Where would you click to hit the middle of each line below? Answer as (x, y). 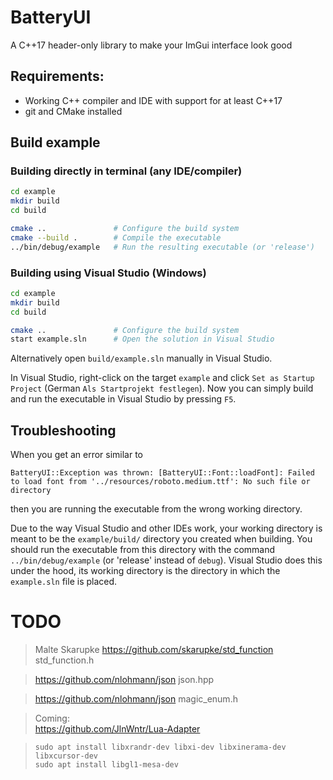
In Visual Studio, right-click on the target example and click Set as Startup (162, 378)
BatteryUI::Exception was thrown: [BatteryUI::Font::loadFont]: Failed (162, 473)
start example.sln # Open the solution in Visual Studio (142, 339)
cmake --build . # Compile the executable (116, 237)
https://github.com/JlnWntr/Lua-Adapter (117, 729)
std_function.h (64, 660)
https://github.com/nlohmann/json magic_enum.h (136, 699)
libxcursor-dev (66, 756)
